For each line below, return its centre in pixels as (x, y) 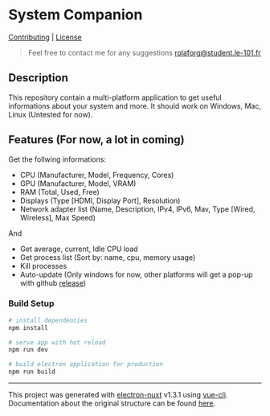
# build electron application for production (86, 365)
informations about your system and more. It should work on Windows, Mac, (135, 105)
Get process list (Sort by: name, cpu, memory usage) (108, 257)
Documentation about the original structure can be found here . (112, 403)
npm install (28, 327)
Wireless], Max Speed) (58, 217)
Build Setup (31, 303)
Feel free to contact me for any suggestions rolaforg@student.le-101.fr (144, 52)
